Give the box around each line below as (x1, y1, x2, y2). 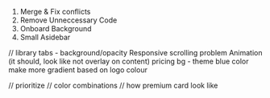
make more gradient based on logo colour (8, 65, 147, 75)
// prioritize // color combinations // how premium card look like (8, 80, 218, 90)
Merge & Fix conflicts (19, 7, 91, 16)
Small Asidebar (19, 32, 71, 42)
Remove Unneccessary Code (19, 15, 118, 25)
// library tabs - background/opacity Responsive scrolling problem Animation (8, 48, 263, 57)
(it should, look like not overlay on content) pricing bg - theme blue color (8, 56, 249, 66)
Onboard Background (19, 24, 92, 33)
